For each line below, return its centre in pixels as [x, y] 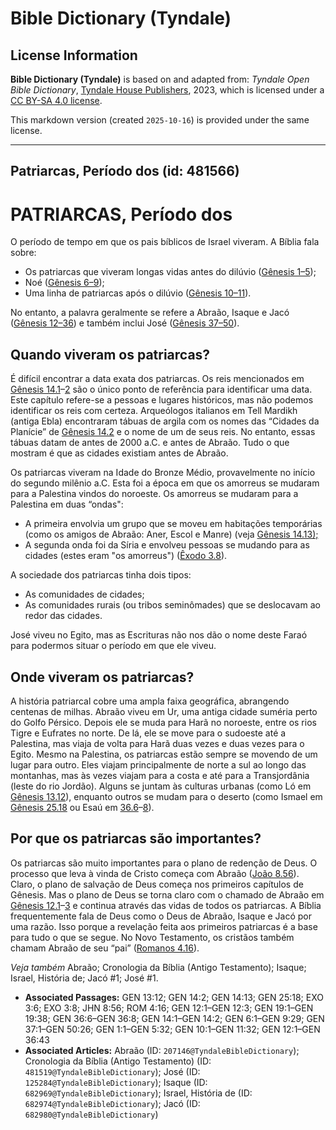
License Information [74, 55]
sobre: [23, 253]
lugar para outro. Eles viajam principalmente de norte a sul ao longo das [158, 764]
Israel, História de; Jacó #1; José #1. [84, 978]
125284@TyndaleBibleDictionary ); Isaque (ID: [116, 1082]
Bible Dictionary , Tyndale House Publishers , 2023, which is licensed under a [167, 90]
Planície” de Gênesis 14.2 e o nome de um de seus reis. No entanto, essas [163, 432]
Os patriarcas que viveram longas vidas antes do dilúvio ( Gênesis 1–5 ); [170, 272]
